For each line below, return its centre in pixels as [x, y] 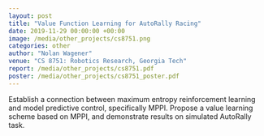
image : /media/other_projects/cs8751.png [80, 38]
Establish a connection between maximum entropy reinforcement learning [132, 99]
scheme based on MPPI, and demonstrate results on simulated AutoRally [130, 116]
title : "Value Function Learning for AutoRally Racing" [105, 23]
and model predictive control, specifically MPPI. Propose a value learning [131, 108]
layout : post [30, 16]
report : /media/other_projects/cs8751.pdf [81, 69]
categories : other [39, 46]
